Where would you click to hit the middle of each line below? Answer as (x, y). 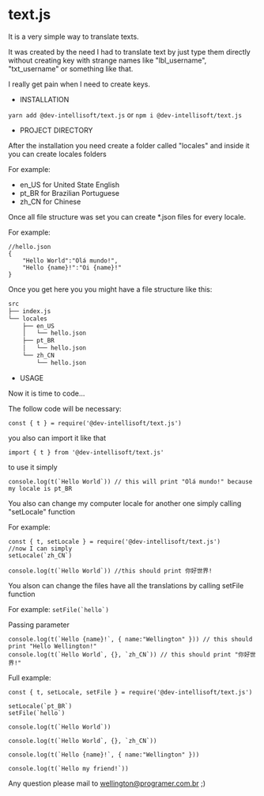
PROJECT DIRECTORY (56, 130)
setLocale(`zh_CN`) (40, 555)
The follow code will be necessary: (65, 408)
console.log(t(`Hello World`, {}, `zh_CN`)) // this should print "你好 (129, 654)
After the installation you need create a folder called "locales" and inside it (129, 145)
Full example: (30, 677)
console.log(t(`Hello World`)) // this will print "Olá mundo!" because (130, 481)
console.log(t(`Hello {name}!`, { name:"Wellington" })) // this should (130, 639)
